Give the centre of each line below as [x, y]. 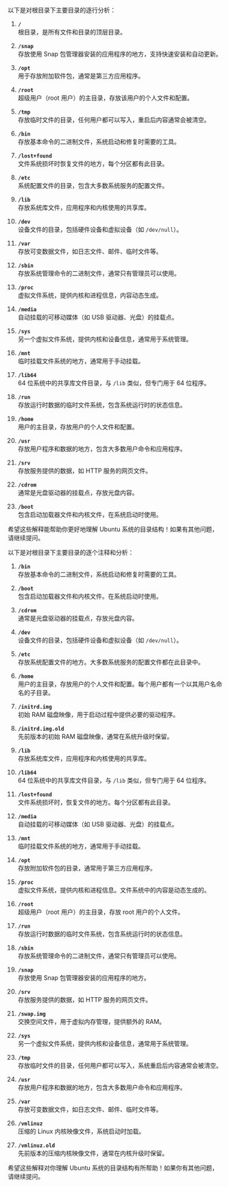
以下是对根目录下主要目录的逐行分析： [62, 10]
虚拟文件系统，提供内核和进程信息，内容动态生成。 [90, 295]
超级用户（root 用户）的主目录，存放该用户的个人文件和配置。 [106, 98]
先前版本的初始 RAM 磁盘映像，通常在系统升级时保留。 [95, 736]
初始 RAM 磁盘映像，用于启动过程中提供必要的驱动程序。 [98, 715]
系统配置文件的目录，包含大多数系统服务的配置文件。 [93, 185]
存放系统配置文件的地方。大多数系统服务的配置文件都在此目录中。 [111, 662]
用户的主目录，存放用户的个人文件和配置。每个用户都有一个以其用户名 [117, 684]
